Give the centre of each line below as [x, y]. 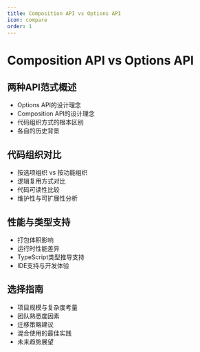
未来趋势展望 [35, 342]
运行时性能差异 [38, 249]
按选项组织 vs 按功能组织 [52, 173]
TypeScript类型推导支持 [51, 257]
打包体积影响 [35, 240]
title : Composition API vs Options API [64, 13]
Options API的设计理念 [49, 105]
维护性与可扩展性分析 [47, 198]
